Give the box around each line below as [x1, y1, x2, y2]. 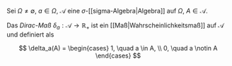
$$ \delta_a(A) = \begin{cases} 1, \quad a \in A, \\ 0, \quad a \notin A [18, 44, 218, 52]
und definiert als [6, 30, 54, 39]
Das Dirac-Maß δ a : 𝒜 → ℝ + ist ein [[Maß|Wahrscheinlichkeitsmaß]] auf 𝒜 [6, 21, 224, 31]
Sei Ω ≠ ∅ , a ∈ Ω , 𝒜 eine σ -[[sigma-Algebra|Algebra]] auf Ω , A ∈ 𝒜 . [6, 7, 208, 15]
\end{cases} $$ [95, 51, 141, 60]
